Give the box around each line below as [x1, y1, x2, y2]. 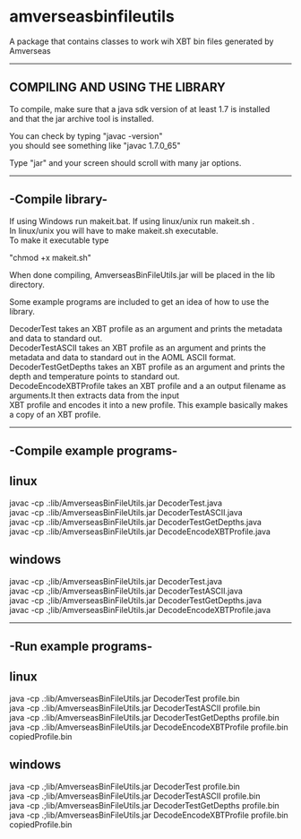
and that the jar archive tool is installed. [9, 113, 154, 124]
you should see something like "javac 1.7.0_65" [9, 140, 181, 151]
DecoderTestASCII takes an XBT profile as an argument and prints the [9, 342, 266, 353]
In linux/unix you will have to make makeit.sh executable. [9, 225, 219, 236]
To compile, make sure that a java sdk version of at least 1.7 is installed [9, 103, 271, 114]
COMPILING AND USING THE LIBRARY [9, 80, 226, 95]
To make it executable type [9, 235, 109, 246]
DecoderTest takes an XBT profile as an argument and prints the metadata [9, 323, 283, 333]
